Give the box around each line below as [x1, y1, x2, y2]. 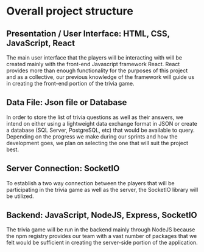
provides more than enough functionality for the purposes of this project [6, 67, 188, 74]
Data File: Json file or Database [6, 97, 127, 107]
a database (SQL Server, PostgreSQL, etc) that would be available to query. [6, 126, 195, 134]
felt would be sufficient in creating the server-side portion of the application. [6, 239, 198, 247]
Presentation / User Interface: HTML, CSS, [6, 29, 170, 39]
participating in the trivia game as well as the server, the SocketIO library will [6, 186, 199, 193]
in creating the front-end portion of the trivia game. [6, 80, 135, 87]
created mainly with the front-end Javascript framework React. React [6, 61, 180, 67]
